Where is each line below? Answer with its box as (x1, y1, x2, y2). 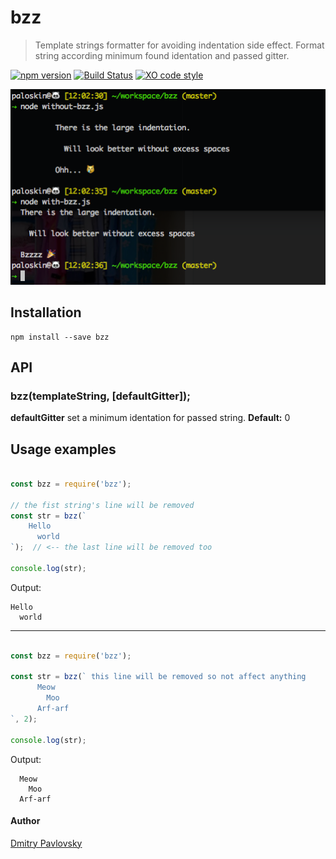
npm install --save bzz (10, 332, 110, 342)
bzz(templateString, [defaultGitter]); (10, 389, 191, 403)
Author (10, 815, 41, 827)
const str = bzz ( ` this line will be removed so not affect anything (10, 672, 307, 682)
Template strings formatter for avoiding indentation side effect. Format (34, 39, 325, 51)
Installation (10, 304, 82, 321)
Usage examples (10, 441, 117, 458)
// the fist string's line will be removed (10, 500, 195, 510)
